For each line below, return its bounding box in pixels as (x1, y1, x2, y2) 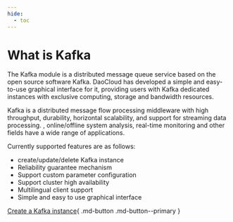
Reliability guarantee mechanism (17, 163, 113, 172)
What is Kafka (7, 47, 92, 63)
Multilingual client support (17, 185, 94, 194)
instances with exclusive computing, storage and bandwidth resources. (7, 93, 214, 101)
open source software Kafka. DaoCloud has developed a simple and (7, 78, 205, 86)
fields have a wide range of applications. (7, 129, 125, 137)
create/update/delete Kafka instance (17, 156, 125, 164)
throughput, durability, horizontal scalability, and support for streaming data (7, 114, 227, 122)
